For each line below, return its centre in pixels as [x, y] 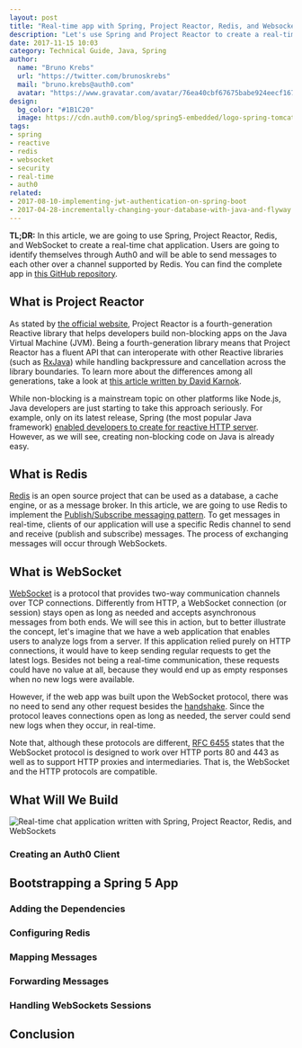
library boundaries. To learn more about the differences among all [131, 371]
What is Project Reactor [77, 302]
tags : [19, 127]
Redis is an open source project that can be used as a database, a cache [144, 496]
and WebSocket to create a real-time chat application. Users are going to [145, 244]
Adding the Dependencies [67, 909]
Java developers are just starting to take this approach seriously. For [136, 408]
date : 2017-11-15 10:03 [54, 43]
